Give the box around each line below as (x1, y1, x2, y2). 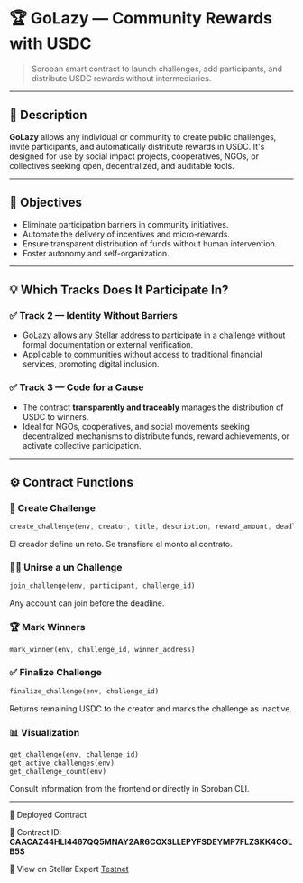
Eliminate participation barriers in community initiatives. (22, 218, 229, 229)
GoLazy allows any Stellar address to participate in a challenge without (22, 330, 286, 340)
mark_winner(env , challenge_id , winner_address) (9, 645, 196, 654)
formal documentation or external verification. (22, 339, 194, 350)
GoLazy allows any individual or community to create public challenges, (9, 131, 277, 142)
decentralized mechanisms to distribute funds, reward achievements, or (22, 431, 290, 441)
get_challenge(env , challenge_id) (9, 749, 140, 759)
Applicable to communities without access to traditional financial (22, 349, 263, 360)
